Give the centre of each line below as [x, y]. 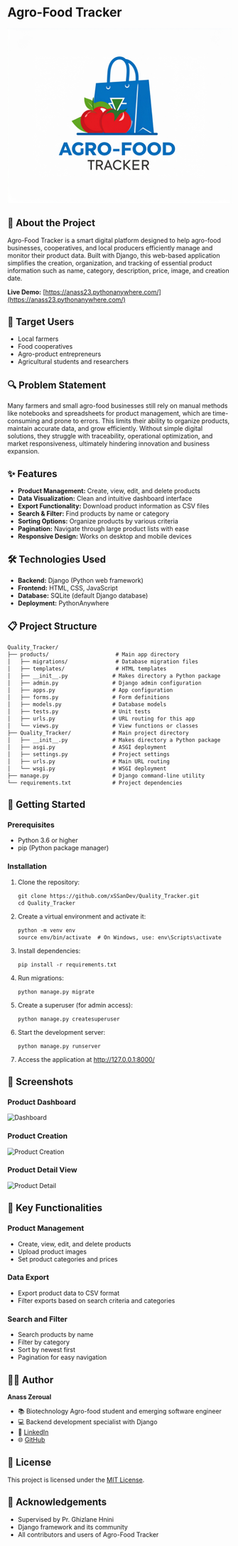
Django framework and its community [72, 1527]
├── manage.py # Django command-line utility [106, 775]
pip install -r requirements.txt [67, 964]
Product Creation [38, 1136]
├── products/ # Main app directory [93, 654]
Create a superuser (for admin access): [75, 1005]
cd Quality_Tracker [47, 903]
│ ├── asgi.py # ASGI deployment [87, 747]
